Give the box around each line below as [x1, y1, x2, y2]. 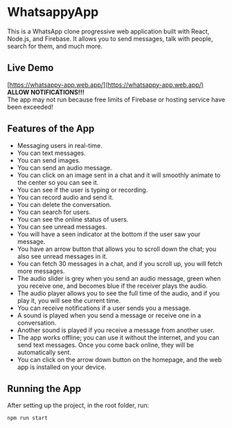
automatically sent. [17, 348, 71, 356]
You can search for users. [17, 208, 91, 216]
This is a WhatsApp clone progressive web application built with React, [7, 27, 210, 35]
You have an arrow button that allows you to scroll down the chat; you [17, 245, 217, 253]
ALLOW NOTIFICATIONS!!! [7, 88, 84, 96]
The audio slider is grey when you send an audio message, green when [17, 274, 222, 282]
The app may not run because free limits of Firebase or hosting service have [7, 95, 226, 104]
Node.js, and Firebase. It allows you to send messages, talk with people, [7, 34, 213, 42]
